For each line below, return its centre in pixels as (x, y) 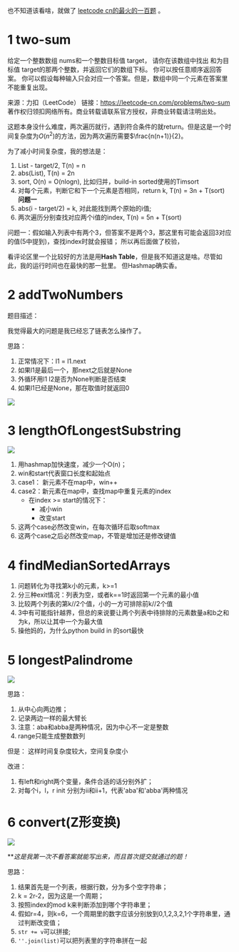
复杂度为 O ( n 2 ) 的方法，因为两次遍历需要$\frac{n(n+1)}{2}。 (100, 135)
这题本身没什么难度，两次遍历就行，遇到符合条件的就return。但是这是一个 (116, 127)
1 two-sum (39, 40)
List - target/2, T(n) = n (51, 165)
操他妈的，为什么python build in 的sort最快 (81, 630)
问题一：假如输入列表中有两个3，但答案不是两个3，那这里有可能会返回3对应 (119, 232)
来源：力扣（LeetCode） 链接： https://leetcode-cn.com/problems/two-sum (119, 102)
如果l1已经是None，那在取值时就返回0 (73, 387)
